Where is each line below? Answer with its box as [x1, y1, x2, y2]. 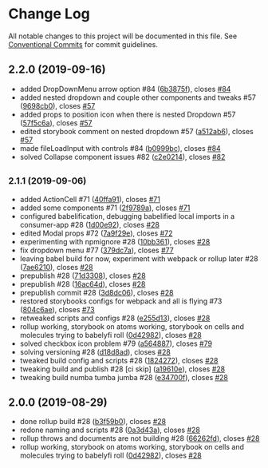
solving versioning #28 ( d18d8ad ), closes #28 [19, 347, 171, 356]
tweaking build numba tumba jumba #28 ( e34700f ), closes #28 [19, 372, 229, 382]
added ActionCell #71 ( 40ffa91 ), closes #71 [19, 194, 161, 204]
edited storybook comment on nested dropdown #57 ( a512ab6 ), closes [19, 126, 254, 136]
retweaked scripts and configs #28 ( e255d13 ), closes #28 [19, 313, 211, 323]
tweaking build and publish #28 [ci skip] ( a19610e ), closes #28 [19, 364, 226, 374]
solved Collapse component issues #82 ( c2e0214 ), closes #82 [19, 152, 226, 161]
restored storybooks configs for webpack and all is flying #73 [19, 296, 223, 306]
